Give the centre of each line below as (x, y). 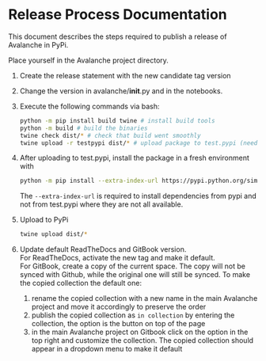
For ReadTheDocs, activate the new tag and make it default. (117, 258)
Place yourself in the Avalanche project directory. (88, 60)
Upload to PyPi (44, 220)
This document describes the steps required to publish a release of (118, 36)
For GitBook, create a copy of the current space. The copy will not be (132, 266)
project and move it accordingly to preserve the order (119, 307)
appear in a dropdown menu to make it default (107, 349)
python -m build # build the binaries (84, 128)
